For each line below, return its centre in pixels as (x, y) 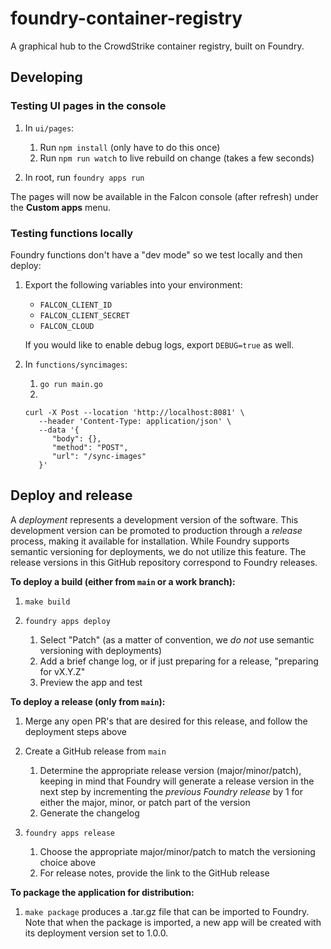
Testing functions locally (72, 233)
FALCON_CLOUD (67, 326)
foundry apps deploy (67, 621)
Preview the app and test (91, 682)
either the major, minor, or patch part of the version (145, 802)
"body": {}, (76, 438)
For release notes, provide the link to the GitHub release (154, 873)
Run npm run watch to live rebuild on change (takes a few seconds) (177, 158)
